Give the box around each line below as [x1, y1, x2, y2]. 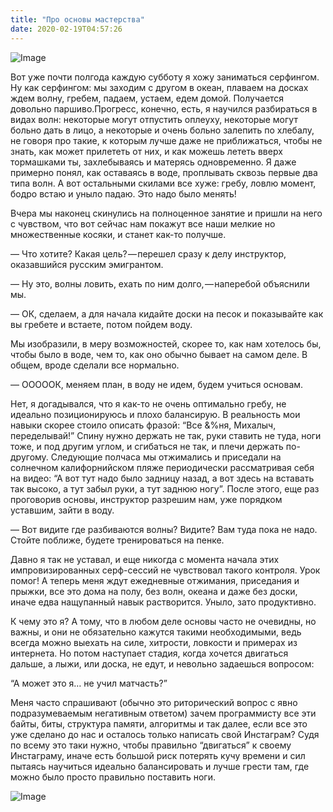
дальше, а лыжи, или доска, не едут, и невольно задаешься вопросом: [10, 657, 315, 670]
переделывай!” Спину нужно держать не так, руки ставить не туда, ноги [10, 429, 322, 441]
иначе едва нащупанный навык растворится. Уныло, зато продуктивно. [10, 596, 317, 608]
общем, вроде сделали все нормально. [10, 359, 180, 371]
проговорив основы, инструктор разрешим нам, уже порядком [10, 493, 283, 505]
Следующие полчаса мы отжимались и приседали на [50, 451, 282, 463]
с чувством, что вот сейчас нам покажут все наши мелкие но [10, 217, 276, 230]
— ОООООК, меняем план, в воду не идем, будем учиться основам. [10, 378, 304, 390]
